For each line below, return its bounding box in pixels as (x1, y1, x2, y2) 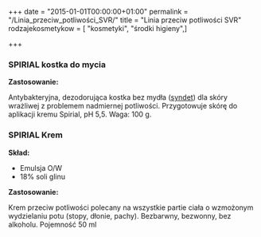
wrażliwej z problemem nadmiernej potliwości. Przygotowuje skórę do (8, 101, 238, 111)
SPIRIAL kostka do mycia (8, 59, 106, 70)
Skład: (8, 148, 30, 157)
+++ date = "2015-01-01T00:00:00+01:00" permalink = (8, 7, 189, 16)
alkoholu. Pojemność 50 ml (8, 219, 97, 229)
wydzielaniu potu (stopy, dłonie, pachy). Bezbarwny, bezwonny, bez (8, 211, 232, 220)
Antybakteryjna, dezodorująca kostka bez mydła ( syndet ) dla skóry (8, 93, 228, 102)
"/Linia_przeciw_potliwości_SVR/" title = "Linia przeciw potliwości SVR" (8, 15, 242, 25)
